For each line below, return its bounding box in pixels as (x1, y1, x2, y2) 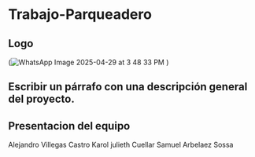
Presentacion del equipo (8, 119, 131, 133)
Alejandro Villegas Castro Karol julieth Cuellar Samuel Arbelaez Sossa (8, 140, 234, 150)
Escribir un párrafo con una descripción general (8, 80, 248, 93)
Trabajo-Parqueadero (8, 5, 152, 24)
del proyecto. (8, 93, 75, 106)
